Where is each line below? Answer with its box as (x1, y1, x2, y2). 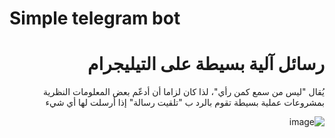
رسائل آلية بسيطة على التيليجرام (87, 53, 325, 76)
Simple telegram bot (9, 7, 181, 30)
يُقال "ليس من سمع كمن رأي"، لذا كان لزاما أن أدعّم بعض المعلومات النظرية (43, 86, 325, 98)
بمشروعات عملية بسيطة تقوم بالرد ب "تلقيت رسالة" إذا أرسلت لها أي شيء (45, 97, 325, 109)
